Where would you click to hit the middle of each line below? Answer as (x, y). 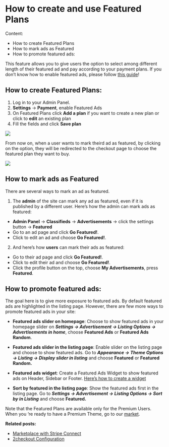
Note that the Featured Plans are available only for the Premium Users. (78, 409)
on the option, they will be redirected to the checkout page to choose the (81, 148)
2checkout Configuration (38, 439)
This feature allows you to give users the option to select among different (81, 63)
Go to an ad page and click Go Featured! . (56, 232)
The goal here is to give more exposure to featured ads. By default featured (84, 301)
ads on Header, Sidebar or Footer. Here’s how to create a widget (79, 378)
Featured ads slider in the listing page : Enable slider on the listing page (87, 347)
